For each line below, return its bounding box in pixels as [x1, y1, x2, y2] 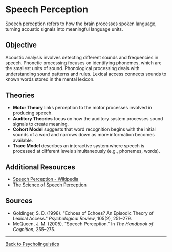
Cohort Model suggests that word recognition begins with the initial [12, 126, 156, 132]
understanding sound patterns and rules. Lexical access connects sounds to [5, 71, 167, 77]
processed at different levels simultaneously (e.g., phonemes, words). [12, 148, 160, 154]
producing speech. [12, 110, 53, 116]
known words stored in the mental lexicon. [5, 76, 95, 82]
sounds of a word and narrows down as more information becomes [12, 131, 155, 138]
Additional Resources [5, 163, 75, 171]
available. [12, 137, 33, 143]
